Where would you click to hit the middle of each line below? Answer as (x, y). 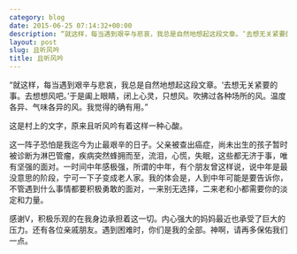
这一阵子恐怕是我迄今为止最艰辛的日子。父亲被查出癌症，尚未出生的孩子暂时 (148, 144)
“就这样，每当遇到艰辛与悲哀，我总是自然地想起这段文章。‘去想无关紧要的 (144, 85)
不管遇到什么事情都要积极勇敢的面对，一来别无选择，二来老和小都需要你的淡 (148, 189)
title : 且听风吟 (36, 58)
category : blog (37, 17)
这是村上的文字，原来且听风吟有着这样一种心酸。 (98, 126)
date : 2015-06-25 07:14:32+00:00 (71, 26)
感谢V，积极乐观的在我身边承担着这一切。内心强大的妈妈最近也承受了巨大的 (147, 219)
